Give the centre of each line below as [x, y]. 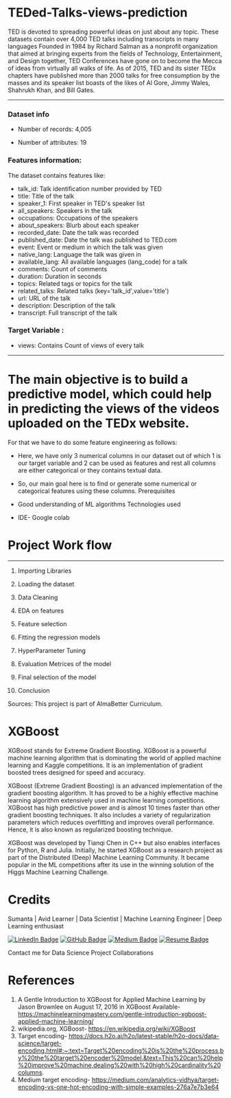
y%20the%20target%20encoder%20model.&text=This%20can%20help [120, 1057]
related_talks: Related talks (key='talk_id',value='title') [93, 290]
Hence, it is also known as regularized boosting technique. [90, 830]
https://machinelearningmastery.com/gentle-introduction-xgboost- [112, 1014]
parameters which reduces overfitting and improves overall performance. [111, 822]
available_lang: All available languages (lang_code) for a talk [102, 262]
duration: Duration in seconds [60, 276]
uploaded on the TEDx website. [99, 423]
